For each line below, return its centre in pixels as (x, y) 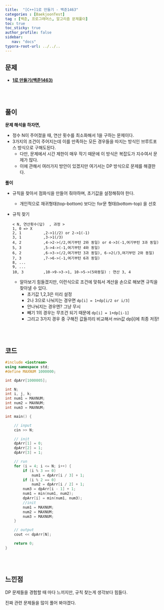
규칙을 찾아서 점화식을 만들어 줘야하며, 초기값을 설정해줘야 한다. (73, 193)
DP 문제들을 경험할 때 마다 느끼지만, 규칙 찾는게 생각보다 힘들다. (66, 592)
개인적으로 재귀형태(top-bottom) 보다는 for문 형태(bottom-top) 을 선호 (88, 204)
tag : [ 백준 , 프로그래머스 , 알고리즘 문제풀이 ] (47, 19)
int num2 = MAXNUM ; (25, 403)
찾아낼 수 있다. (33, 288)
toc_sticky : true (23, 28)
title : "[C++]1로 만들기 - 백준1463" (42, 10)
